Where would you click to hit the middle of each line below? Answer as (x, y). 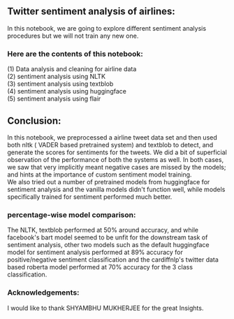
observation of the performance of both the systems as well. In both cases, (116, 159)
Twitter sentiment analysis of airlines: (92, 12)
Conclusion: (34, 120)
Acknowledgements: (43, 292)
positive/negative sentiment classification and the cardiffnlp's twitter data (113, 260)
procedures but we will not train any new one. (73, 36)
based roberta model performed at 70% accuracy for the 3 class (100, 267)
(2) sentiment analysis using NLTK (57, 77)
